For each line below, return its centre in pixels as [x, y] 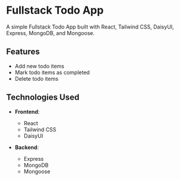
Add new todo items [39, 66]
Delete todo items [36, 78]
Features [23, 52]
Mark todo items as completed [52, 72]
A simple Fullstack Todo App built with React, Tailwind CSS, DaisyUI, [90, 27]
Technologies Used [43, 98]
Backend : [27, 147]
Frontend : [27, 112]
